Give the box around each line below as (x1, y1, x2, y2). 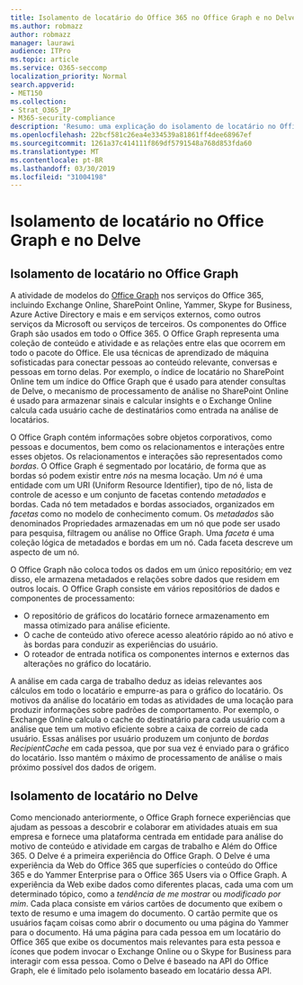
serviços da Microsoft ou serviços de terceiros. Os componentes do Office (10, 319, 287, 330)
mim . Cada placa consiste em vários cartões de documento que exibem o (10, 898, 283, 909)
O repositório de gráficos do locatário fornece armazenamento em (22, 610, 270, 622)
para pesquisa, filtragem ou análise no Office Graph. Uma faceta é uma (10, 528, 275, 539)
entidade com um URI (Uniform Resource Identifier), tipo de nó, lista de (10, 479, 273, 491)
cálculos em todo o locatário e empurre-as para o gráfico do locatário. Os (10, 686, 284, 697)
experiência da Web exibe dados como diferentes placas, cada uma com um (10, 880, 294, 890)
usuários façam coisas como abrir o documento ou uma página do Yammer (10, 917, 289, 928)
